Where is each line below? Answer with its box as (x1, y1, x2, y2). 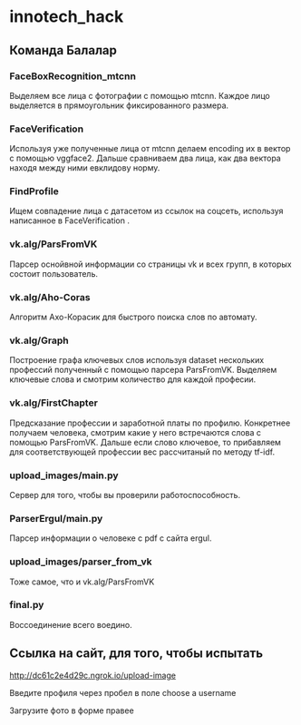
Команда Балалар (9, 43, 118, 58)
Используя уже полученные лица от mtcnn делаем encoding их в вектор (9, 143, 291, 154)
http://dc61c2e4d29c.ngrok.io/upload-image (9, 670, 177, 681)
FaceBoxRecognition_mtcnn (9, 70, 136, 83)
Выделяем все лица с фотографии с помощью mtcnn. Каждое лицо (9, 90, 270, 101)
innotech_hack (9, 6, 124, 27)
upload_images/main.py (9, 469, 120, 482)
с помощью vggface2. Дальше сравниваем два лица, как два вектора (9, 152, 281, 164)
